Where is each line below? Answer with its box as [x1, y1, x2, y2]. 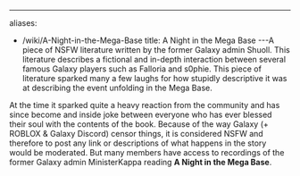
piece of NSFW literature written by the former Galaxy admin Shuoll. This [21, 45, 290, 54]
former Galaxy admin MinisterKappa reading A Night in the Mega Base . [9, 157, 272, 167]
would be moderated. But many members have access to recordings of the [9, 147, 285, 157]
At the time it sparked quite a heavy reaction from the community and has [9, 100, 280, 110]
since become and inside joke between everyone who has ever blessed [9, 109, 272, 120]
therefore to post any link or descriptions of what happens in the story [9, 138, 267, 148]
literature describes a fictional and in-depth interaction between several [21, 54, 287, 64]
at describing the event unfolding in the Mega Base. [21, 82, 212, 93]
